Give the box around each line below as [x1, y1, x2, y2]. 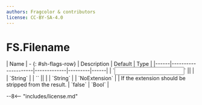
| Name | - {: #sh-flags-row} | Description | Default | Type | [6, 60, 153, 68]
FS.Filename [6, 40, 71, 54]
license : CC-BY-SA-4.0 [6, 14, 63, 21]
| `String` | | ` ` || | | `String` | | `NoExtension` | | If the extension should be [6, 75, 186, 82]
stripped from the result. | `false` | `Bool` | [6, 81, 110, 88]
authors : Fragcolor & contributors [6, 8, 96, 15]
